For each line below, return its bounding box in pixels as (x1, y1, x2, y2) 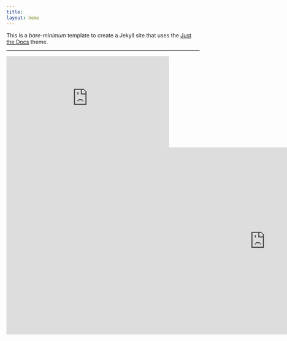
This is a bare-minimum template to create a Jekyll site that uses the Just (6, 31, 192, 39)
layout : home (6, 15, 40, 21)
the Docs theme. (6, 38, 48, 45)
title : (6, 9, 23, 15)
